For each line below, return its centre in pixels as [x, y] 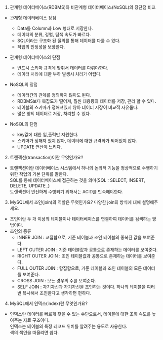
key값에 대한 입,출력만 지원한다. [48, 134]
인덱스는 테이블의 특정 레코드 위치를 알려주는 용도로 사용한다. [68, 326]
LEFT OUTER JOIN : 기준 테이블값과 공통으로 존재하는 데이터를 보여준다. [87, 250]
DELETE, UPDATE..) [30, 186]
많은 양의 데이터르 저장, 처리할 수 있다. [54, 113]
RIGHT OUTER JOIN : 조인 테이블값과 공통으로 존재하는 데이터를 [80, 256]
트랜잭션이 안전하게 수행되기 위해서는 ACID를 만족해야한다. [66, 191]
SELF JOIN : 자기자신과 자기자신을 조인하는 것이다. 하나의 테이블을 [81, 287]
